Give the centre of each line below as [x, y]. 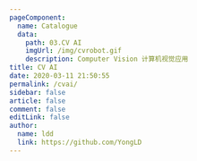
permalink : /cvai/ [43, 84]
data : [28, 34]
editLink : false [39, 117]
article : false [38, 101]
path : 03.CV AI [54, 42]
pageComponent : [38, 17]
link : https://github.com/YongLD [80, 142]
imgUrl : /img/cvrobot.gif [74, 51]
